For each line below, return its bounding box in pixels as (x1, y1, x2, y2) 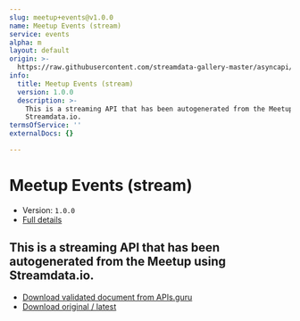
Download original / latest (21, 300, 117, 312)
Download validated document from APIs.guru (21, 292, 193, 302)
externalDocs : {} (9, 129, 74, 138)
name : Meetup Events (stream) (9, 21, 122, 30)
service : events (9, 29, 70, 38)
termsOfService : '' (9, 121, 82, 130)
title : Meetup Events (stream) (17, 79, 134, 88)
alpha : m (9, 37, 42, 47)
